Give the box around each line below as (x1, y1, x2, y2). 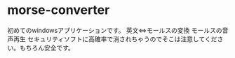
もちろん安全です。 (19, 43, 75, 52)
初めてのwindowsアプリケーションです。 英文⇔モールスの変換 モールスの (7, 26, 222, 34)
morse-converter (7, 2, 110, 18)
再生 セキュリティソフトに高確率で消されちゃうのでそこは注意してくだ (13, 34, 217, 43)
